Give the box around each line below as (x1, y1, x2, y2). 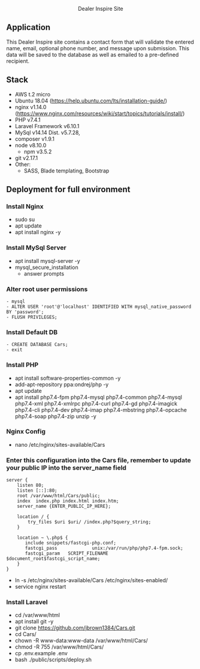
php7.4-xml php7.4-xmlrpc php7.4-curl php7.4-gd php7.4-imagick (14, 399, 178, 407)
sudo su (14, 216, 35, 223)
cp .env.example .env (14, 650, 68, 657)
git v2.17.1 (14, 154, 38, 161)
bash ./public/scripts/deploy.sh (14, 656, 92, 664)
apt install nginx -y (14, 229, 61, 236)
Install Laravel (6, 598, 48, 607)
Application (6, 22, 51, 32)
